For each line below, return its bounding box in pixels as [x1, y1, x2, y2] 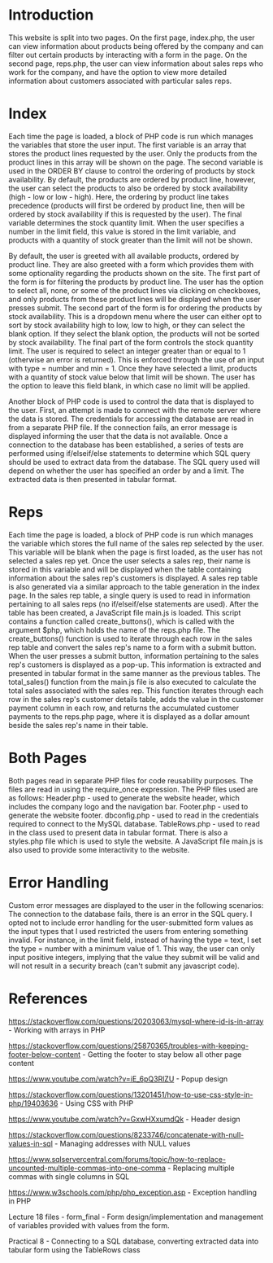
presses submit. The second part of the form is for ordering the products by [8, 303, 262, 313]
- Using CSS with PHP [59, 1098, 134, 1108]
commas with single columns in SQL [8, 1171, 130, 1182]
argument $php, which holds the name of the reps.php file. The [8, 625, 221, 634]
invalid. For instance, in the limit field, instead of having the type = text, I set [8, 935, 262, 945]
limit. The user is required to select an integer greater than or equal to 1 [8, 346, 246, 356]
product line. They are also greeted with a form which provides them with [8, 259, 254, 270]
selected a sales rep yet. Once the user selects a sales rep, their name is [8, 555, 251, 565]
